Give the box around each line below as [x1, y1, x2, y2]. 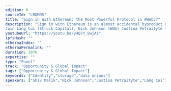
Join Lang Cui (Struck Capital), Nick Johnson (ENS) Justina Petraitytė [5, 26, 163, 31]
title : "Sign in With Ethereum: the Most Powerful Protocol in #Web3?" [5, 17, 160, 22]
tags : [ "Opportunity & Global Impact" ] [5, 69, 90, 74]
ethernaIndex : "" [5, 40, 42, 45]
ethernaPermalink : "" [5, 45, 51, 50]
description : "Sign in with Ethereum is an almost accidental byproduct [5, 21, 163, 27]
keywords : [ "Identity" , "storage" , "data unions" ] [5, 73, 110, 78]
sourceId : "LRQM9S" [5, 12, 47, 17]
